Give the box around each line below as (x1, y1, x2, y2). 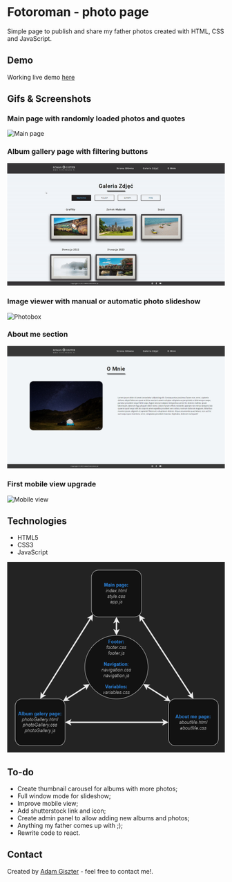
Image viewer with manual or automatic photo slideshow (7, 297, 201, 306)
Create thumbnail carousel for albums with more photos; (17, 784, 178, 793)
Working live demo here (7, 73, 75, 81)
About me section (7, 330, 68, 339)
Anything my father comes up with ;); (17, 822, 123, 829)
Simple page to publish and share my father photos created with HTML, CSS (7, 27, 224, 35)
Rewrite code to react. (17, 829, 81, 837)
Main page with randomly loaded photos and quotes (7, 114, 186, 123)
